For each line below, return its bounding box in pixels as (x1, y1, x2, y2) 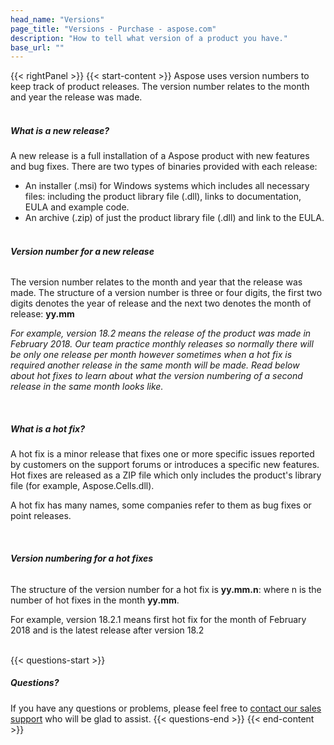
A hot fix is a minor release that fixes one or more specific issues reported (10, 448, 315, 460)
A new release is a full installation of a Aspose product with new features (10, 150, 310, 162)
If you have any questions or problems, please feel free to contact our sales (10, 702, 322, 714)
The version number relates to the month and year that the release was (10, 276, 303, 288)
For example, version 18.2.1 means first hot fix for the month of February (10, 613, 307, 625)
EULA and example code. (24, 201, 130, 213)
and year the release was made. (10, 91, 143, 103)
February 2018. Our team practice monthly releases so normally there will (10, 338, 314, 350)
